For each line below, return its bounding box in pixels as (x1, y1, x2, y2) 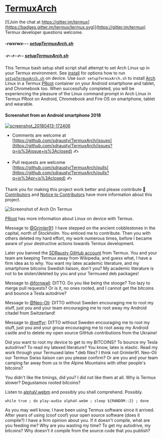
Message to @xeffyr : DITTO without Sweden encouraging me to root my (5, 319, 150, 326)
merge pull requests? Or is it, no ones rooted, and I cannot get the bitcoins (5, 285, 154, 291)
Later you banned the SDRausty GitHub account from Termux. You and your (5, 250, 157, 256)
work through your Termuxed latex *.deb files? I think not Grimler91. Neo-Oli (5, 350, 157, 355)
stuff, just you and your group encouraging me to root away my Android (5, 325, 148, 331)
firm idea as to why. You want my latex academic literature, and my (5, 261, 140, 266)
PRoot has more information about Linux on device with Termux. (5, 216, 134, 222)
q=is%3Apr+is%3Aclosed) (12, 175, 66, 181)
